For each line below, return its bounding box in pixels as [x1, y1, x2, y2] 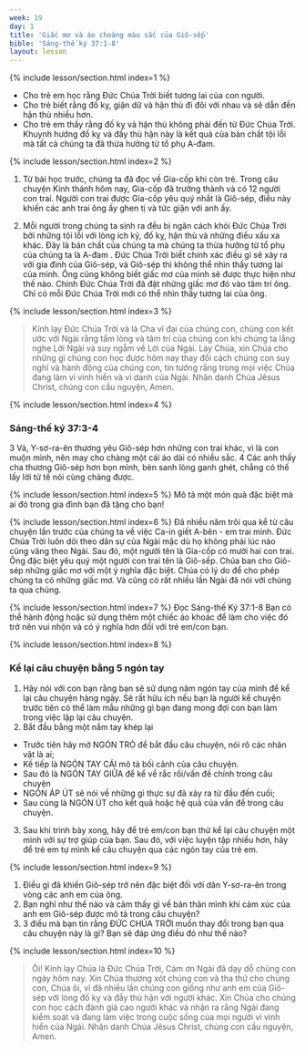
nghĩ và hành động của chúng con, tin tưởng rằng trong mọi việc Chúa [31, 362, 296, 374]
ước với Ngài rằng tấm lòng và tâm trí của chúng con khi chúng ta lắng [31, 334, 296, 345]
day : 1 [9, 22, 35, 31]
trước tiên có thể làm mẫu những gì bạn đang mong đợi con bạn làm [22, 702, 278, 713]
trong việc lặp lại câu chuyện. [22, 712, 134, 723]
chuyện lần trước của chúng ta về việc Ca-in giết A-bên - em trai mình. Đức [9, 526, 292, 538]
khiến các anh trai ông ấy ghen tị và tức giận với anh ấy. [22, 202, 232, 214]
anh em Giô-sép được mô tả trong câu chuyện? [22, 908, 200, 919]
